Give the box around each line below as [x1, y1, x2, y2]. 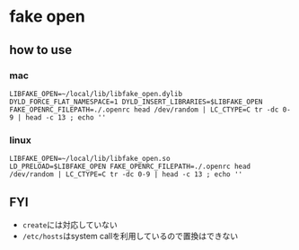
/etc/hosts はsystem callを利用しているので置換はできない [22, 230, 239, 241]
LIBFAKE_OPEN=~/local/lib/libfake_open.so [9, 155, 171, 164]
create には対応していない [22, 219, 119, 230]
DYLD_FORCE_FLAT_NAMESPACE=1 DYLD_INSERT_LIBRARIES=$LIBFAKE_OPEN [9, 97, 263, 106]
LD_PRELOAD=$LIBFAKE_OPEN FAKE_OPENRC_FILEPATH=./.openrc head [9, 162, 251, 172]
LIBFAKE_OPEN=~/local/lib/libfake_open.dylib [9, 89, 182, 98]
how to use [9, 42, 73, 58]
